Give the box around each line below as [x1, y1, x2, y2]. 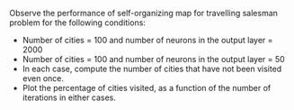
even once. [22, 73, 65, 84]
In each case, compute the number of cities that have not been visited [22, 63, 282, 74]
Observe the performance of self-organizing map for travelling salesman [9, 8, 279, 18]
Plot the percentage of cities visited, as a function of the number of [22, 83, 272, 93]
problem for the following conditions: [9, 17, 147, 28]
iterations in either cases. [22, 92, 117, 103]
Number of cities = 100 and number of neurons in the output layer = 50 [22, 54, 285, 64]
